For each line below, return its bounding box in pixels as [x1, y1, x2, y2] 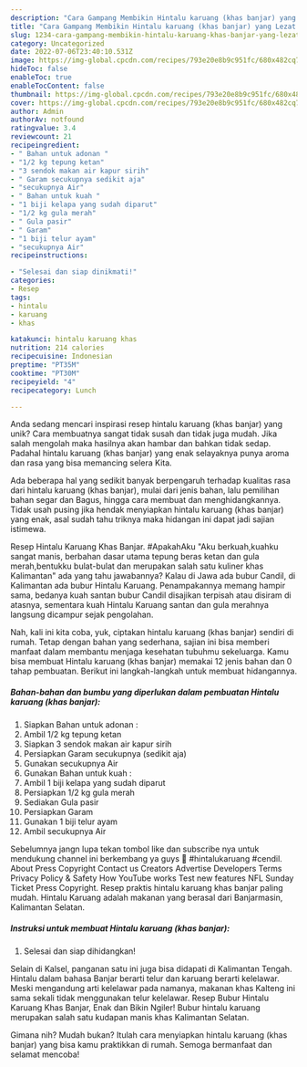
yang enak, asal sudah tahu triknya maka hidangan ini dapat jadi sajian [10, 514, 275, 525]
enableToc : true [10, 73, 72, 82]
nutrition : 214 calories [10, 343, 105, 352]
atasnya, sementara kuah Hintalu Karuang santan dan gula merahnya [10, 600, 270, 611]
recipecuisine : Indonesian [10, 352, 113, 361]
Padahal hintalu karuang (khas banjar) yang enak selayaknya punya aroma [10, 448, 290, 459]
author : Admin [10, 107, 65, 116]
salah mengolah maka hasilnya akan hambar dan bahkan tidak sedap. [10, 438, 271, 449]
